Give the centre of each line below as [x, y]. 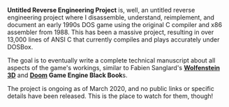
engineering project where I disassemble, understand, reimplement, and [111, 17]
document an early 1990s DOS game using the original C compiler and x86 [114, 25]
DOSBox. [20, 47]
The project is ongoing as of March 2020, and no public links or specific [111, 89]
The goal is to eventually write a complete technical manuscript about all [111, 60]
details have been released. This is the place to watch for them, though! [110, 96]
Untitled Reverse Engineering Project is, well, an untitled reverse [101, 10]
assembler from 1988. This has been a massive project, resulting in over [111, 32]
